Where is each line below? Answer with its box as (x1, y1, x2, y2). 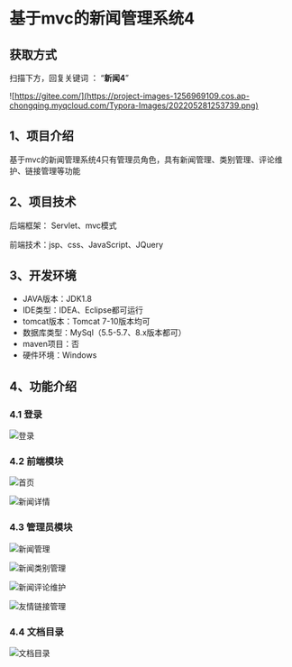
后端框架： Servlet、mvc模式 (9, 220, 117, 231)
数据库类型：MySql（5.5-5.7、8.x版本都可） (22, 327, 187, 338)
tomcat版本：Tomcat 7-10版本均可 (22, 316, 151, 327)
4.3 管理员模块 (9, 521, 73, 534)
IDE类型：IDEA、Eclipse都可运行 (22, 305, 144, 315)
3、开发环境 (9, 268, 77, 284)
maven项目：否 (22, 339, 79, 350)
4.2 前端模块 (9, 455, 64, 468)
